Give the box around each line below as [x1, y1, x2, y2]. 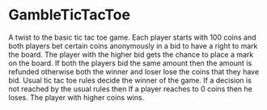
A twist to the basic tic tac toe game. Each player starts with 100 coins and [8, 32, 256, 42]
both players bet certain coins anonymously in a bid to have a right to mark [8, 40, 258, 50]
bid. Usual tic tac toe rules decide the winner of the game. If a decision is [8, 75, 252, 85]
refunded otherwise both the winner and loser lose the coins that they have [8, 66, 260, 76]
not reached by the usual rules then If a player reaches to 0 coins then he [8, 83, 253, 94]
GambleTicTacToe [8, 6, 131, 24]
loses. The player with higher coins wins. [8, 92, 145, 102]
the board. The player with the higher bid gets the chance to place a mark [8, 49, 254, 59]
